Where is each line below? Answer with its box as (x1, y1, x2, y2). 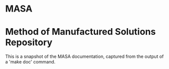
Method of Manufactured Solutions (5, 26, 156, 38)
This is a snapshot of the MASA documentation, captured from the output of (5, 53, 164, 59)
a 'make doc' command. (5, 59, 56, 65)
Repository (5, 37, 53, 48)
